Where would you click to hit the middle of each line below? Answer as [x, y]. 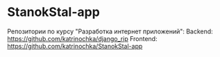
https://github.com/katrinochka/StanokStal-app [75, 46]
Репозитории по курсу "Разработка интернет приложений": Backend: [110, 31]
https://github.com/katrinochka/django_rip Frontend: [82, 38]
